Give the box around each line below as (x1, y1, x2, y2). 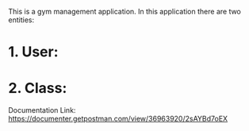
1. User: (8, 43, 59, 61)
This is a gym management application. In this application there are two (8, 7, 242, 16)
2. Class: (8, 79, 67, 98)
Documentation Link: (8, 106, 76, 115)
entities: (8, 15, 34, 25)
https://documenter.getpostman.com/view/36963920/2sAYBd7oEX (8, 114, 228, 124)
